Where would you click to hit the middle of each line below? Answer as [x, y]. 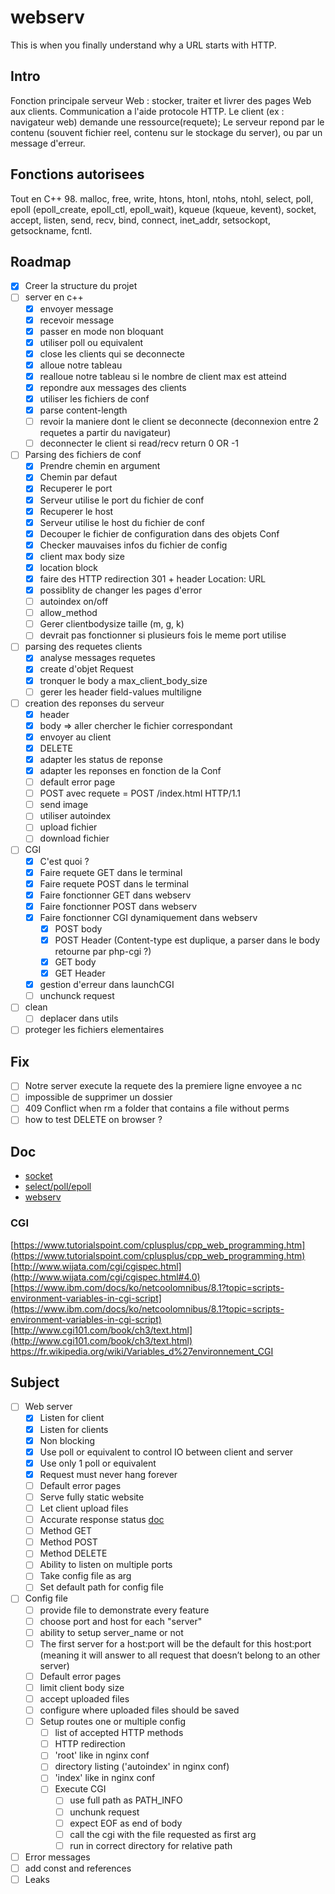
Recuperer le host [76, 511]
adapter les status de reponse [101, 759]
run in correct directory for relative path [151, 1845]
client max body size [82, 556]
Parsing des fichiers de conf [83, 455]
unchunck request [77, 996]
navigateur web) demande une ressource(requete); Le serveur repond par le [167, 122]
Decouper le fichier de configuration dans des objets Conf [159, 533]
